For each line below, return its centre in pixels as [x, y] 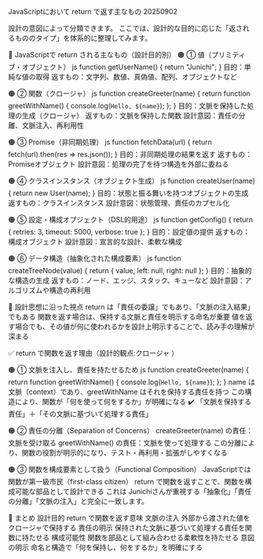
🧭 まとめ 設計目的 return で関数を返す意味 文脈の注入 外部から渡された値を [129, 518]
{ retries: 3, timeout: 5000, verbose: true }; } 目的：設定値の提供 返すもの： [129, 232]
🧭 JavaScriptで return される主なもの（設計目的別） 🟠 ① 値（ [110, 55]
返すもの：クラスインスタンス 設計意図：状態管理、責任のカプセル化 [119, 203]
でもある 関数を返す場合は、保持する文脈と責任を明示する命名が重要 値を [127, 317]
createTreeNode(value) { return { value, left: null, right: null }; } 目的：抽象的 [130, 270]
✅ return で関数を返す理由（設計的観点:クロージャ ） [93, 353]
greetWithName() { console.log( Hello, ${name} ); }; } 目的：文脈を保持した [128, 106]
